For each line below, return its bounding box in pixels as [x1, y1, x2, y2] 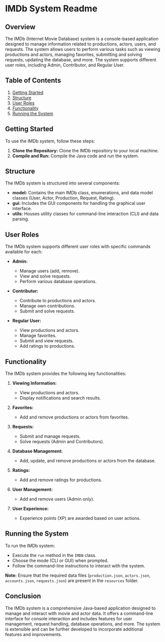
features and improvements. [5, 631, 63, 637]
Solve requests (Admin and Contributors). [19, 439, 104, 445]
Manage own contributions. [19, 303, 75, 309]
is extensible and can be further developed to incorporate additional [5, 626, 143, 632]
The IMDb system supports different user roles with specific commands [5, 243, 151, 250]
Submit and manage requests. [19, 433, 81, 439]
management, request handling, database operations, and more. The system [5, 621, 161, 627]
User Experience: [12, 505, 49, 512]
